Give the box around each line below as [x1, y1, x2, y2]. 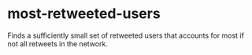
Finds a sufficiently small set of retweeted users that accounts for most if [7, 31, 245, 40]
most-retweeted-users [7, 5, 161, 23]
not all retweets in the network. [7, 38, 108, 48]
